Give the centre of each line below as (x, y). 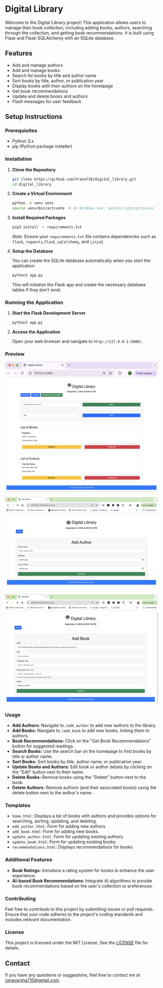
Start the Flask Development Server (49, 313)
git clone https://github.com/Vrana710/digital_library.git (74, 179)
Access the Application (36, 332)
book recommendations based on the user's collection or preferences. (82, 886)
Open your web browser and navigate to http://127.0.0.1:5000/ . (77, 341)
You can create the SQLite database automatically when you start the (81, 261)
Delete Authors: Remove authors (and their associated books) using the (84, 787)
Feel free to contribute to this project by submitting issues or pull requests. (80, 909)
